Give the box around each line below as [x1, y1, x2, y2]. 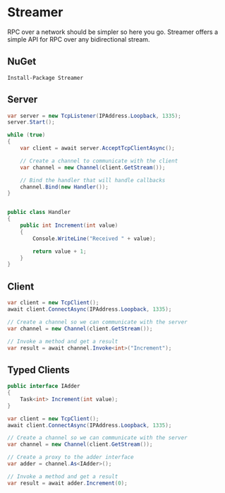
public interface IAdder [7, 383, 80, 390]
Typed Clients [7, 364, 71, 376]
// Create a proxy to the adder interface [7, 453, 134, 461]
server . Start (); [7, 119, 55, 126]
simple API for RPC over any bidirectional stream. [7, 35, 150, 43]
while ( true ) [7, 131, 46, 138]
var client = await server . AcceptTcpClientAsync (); [20, 145, 175, 152]
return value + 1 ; [32, 248, 87, 255]
